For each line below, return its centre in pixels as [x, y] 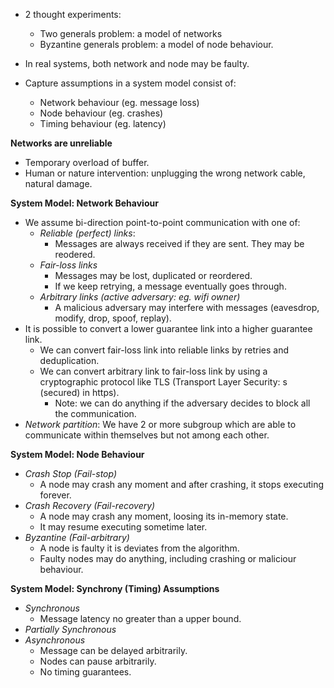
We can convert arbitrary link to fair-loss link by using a [153, 371]
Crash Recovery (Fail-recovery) [90, 505]
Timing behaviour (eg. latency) [103, 123]
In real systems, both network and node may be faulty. [137, 63]
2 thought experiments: [73, 14]
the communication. [95, 413]
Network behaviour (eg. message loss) [119, 102]
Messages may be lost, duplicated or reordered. [153, 275]
